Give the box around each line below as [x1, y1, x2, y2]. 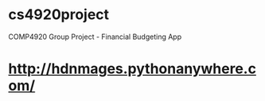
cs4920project [8, 6, 110, 24]
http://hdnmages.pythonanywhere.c [8, 60, 257, 78]
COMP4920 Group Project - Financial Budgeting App [8, 32, 182, 41]
